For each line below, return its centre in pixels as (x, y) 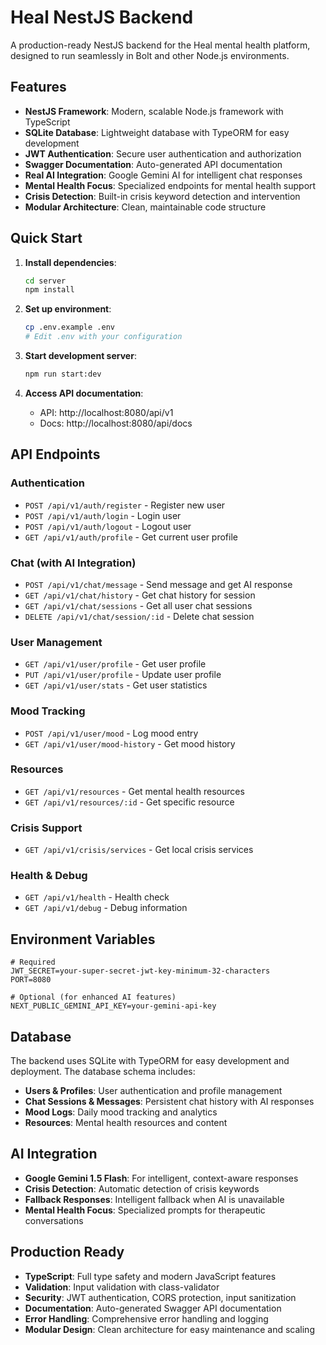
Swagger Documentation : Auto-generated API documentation (153, 164)
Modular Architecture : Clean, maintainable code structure (145, 207)
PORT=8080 (31, 980)
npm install (49, 290)
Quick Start (46, 238)
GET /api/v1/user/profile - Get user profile (115, 664)
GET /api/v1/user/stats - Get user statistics (116, 685)
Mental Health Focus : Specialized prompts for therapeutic (145, 1210)
